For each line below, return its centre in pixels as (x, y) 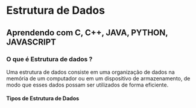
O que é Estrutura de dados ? (49, 59)
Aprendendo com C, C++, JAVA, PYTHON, (87, 33)
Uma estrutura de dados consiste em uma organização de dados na (90, 72)
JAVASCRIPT (31, 42)
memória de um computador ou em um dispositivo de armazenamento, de (98, 78)
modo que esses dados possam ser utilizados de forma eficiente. (87, 85)
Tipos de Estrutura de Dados (43, 98)
